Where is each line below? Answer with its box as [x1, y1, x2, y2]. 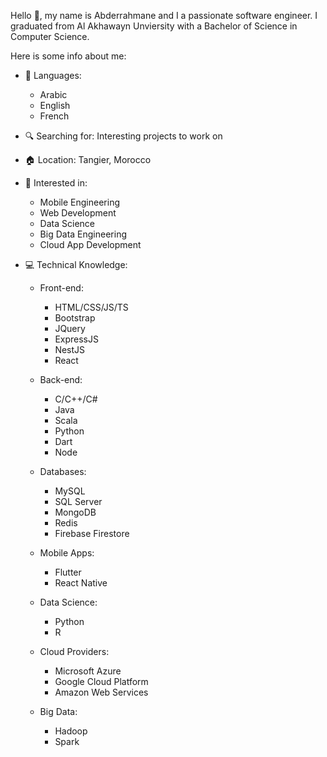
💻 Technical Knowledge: [24, 259, 128, 270]
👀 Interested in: [24, 177, 88, 189]
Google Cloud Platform [54, 676, 149, 687]
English [39, 100, 71, 111]
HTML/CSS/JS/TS [54, 301, 129, 313]
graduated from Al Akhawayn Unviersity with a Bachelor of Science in [10, 20, 298, 32]
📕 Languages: [24, 70, 82, 81]
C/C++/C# [54, 393, 98, 405]
